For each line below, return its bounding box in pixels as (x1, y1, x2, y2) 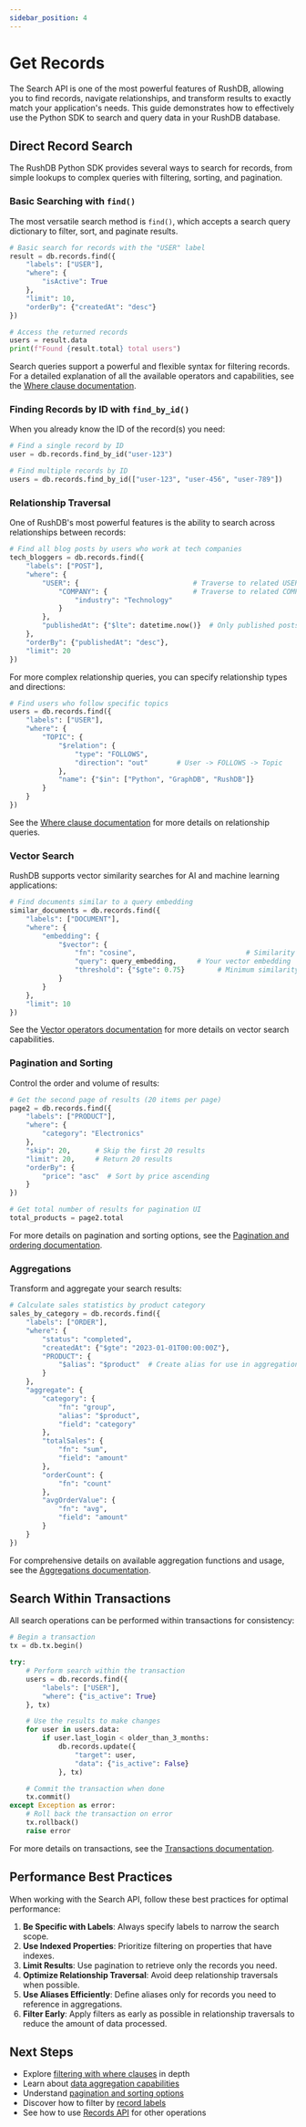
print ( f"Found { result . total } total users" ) (9, 344, 181, 354)
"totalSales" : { (42, 1436, 104, 1446)
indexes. (22, 1950, 55, 1961)
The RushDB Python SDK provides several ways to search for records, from (9, 162, 293, 173)
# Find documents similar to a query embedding (9, 898, 194, 907)
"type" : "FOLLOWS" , (74, 749, 148, 758)
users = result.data (9, 336, 88, 345)
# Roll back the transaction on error (25, 1809, 173, 1819)
